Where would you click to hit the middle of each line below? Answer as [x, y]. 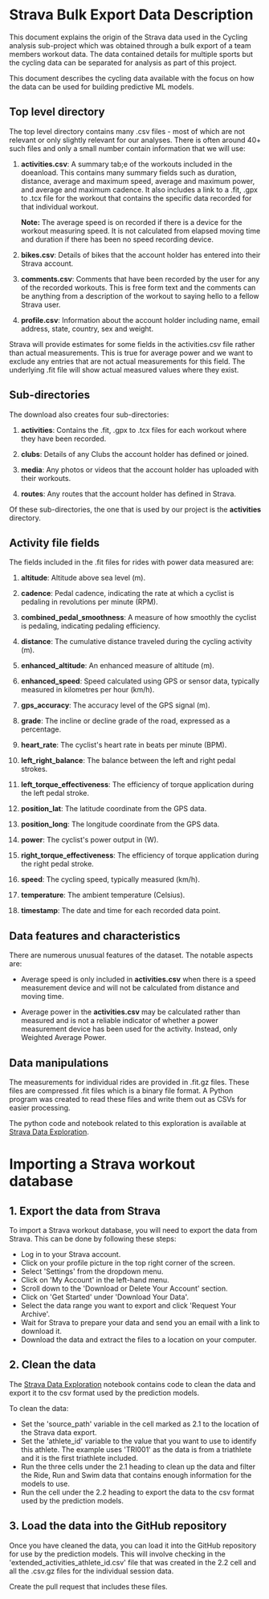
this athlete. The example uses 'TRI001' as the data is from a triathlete [136, 1449]
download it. [41, 1331]
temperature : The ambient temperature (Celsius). [103, 895]
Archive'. [35, 1314]
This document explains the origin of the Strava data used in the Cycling [128, 37]
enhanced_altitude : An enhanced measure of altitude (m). [118, 666]
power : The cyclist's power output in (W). [90, 840]
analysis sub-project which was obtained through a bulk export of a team [130, 45]
